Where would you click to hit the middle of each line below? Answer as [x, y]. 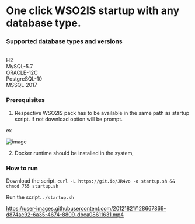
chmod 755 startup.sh [32, 187]
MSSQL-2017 [22, 85]
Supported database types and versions [64, 41]
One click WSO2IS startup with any [93, 11]
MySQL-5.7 [20, 66]
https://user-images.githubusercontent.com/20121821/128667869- [86, 209]
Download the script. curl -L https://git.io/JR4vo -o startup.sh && [90, 181]
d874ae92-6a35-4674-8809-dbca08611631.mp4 [65, 215]
